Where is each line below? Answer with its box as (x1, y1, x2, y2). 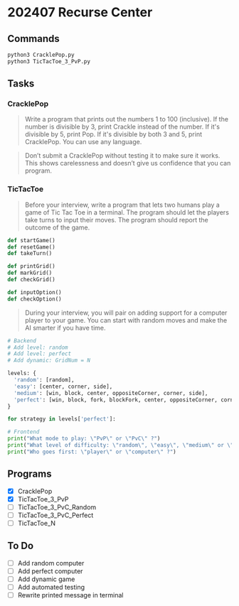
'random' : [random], (14, 377, 75, 384)
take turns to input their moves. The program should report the (24, 215, 208, 224)
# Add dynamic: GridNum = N (7, 357, 91, 364)
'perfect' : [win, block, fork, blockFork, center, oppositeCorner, (14, 396, 218, 404)
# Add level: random (7, 344, 69, 351)
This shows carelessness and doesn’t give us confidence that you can (24, 159, 231, 168)
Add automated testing (17, 583, 85, 591)
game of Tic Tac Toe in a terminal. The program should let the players (24, 207, 230, 217)
